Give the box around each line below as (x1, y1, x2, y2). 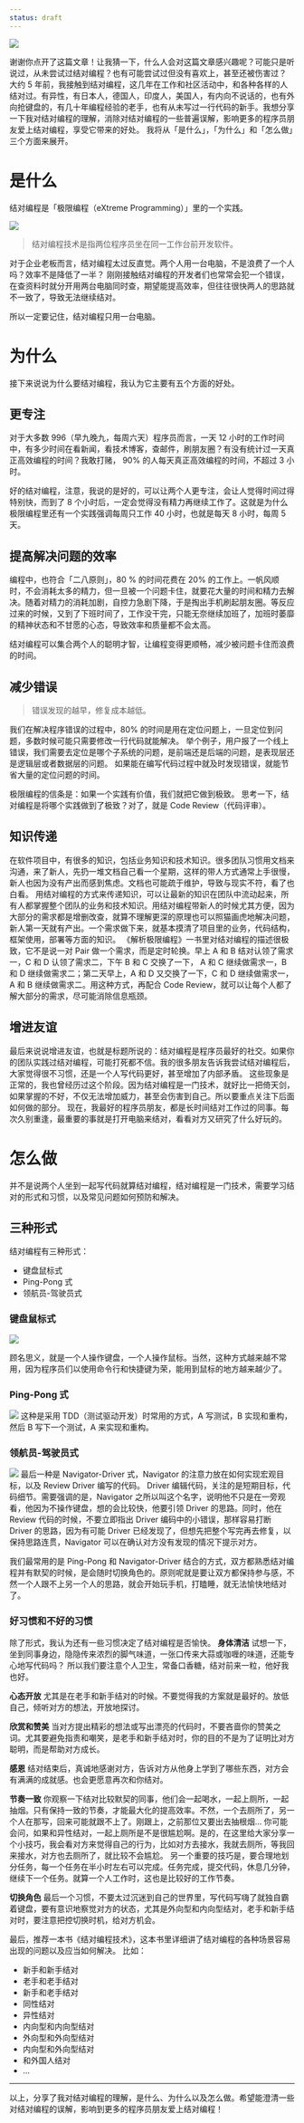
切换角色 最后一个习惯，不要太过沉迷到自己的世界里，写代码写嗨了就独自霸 (9, 1891, 290, 1902)
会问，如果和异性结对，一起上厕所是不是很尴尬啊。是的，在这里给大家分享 (9, 1827, 287, 1838)
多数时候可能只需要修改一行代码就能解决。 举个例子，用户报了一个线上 (24, 735, 290, 746)
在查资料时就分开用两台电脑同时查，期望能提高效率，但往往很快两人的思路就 (9, 280, 295, 291)
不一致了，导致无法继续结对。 (9, 292, 120, 302)
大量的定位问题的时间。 (16, 769, 105, 779)
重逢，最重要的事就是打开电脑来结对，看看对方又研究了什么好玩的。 (33, 1113, 287, 1124)
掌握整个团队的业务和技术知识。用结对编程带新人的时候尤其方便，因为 (33, 900, 295, 911)
